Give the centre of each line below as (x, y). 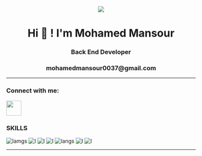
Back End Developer (101, 52)
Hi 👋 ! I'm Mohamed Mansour (101, 33)
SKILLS (17, 128)
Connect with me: (33, 91)
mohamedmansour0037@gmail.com (101, 68)
